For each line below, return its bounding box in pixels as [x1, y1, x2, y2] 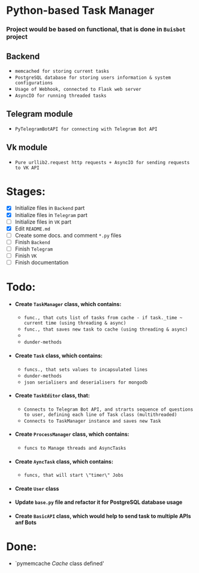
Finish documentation [14, 259, 69, 266]
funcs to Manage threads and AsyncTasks [23, 446, 126, 452]
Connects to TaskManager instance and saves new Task [23, 418, 161, 424]
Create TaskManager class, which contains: [14, 300, 122, 307]
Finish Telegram [14, 245, 53, 253]
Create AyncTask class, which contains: [14, 458, 114, 465]
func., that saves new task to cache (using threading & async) [23, 326, 188, 332]
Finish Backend [14, 238, 50, 245]
